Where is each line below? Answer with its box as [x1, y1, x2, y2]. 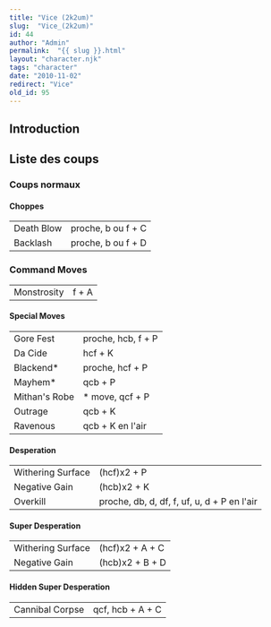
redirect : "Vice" [9, 80, 74, 89]
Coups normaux [9, 178, 80, 191]
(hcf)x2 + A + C [98, 542, 165, 554]
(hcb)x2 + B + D [98, 556, 167, 569]
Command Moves [9, 263, 88, 276]
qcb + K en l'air [82, 419, 148, 432]
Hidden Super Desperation [9, 581, 110, 592]
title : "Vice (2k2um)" [9, 13, 94, 22]
